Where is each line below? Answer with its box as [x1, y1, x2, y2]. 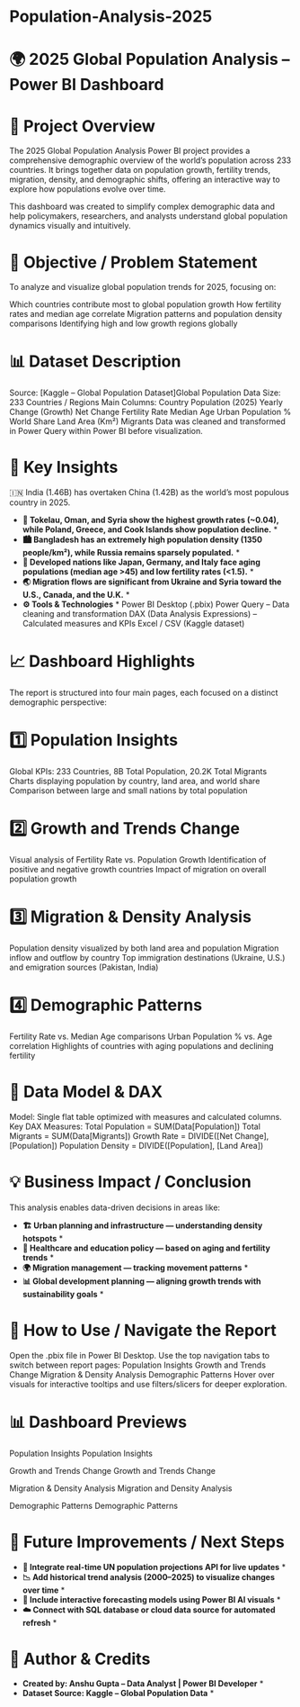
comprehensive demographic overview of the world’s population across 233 [9, 155, 292, 166]
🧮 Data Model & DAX [9, 1082, 163, 1102]
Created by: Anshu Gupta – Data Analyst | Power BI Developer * [22, 1678, 264, 1689]
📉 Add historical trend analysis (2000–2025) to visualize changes [22, 1571, 276, 1582]
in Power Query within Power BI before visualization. [9, 426, 204, 437]
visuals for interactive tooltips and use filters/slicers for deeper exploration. [9, 1378, 287, 1389]
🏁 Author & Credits [9, 1648, 151, 1669]
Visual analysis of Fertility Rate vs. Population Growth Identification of [9, 853, 267, 865]
